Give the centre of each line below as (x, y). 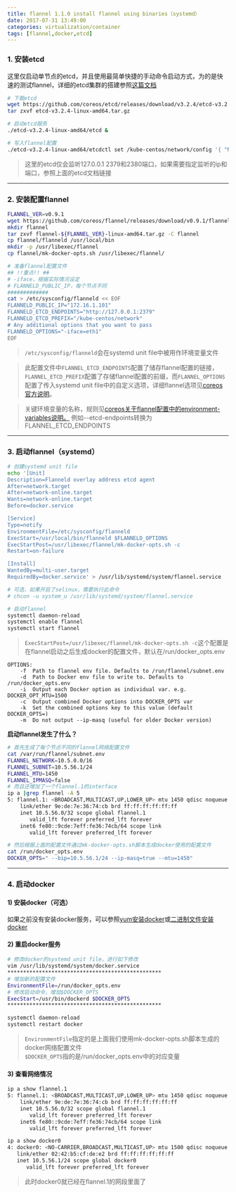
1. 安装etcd (26, 59)
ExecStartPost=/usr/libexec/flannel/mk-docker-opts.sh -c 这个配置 (123, 643)
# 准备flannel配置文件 (37, 267)
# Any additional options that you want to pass (80, 325)
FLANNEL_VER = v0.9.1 (36, 214)
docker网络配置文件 (53, 1048)
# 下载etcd (22, 98)
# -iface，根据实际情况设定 (44, 279)
